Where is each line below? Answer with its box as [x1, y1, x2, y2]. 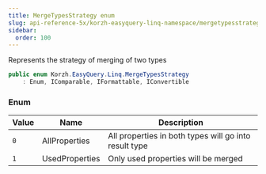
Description [158, 117, 203, 128]
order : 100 [15, 33, 51, 42]
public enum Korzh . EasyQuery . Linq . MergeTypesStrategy [8, 70, 190, 79]
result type [108, 140, 148, 151]
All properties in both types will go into [108, 130, 251, 142]
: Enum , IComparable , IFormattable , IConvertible [22, 78, 190, 86]
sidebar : [8, 26, 37, 34]
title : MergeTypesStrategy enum [8, 11, 115, 20]
